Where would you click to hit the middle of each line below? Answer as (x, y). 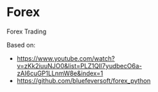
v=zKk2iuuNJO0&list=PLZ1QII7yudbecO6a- (79, 66)
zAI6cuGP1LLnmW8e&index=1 (60, 73)
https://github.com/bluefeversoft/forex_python (84, 80)
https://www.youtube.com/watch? (66, 58)
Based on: (21, 45)
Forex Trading (27, 31)
